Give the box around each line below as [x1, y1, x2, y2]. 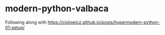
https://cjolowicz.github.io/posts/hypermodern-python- [47, 19, 160, 25]
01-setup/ [5, 24, 25, 30]
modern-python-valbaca [5, 3, 109, 14]
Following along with [5, 19, 47, 25]
